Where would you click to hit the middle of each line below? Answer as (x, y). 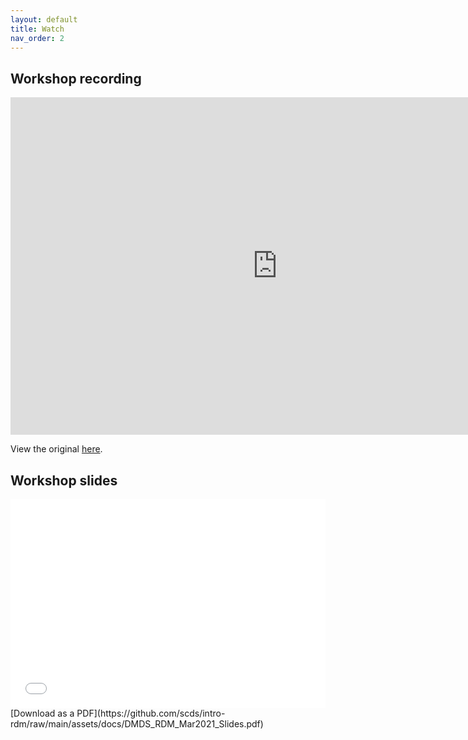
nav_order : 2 (37, 38)
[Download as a (42, 713)
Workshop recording (76, 78)
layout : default (44, 19)
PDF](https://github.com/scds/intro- (151, 713)
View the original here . (56, 449)
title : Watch (37, 29)
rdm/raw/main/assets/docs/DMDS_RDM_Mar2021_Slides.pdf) (137, 723)
